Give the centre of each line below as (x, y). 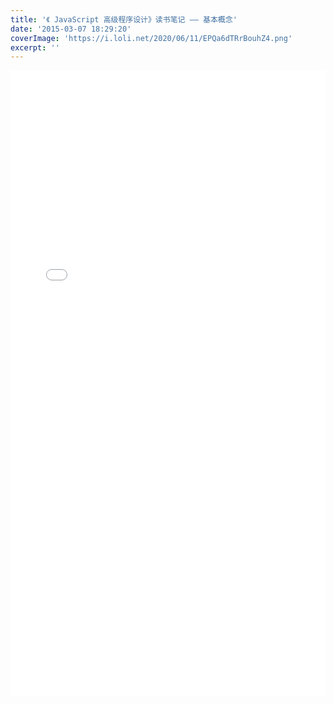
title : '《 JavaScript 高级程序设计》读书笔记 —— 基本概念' (124, 19)
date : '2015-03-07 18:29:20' (71, 29)
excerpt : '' (35, 47)
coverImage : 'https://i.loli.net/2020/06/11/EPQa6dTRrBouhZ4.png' (151, 38)
